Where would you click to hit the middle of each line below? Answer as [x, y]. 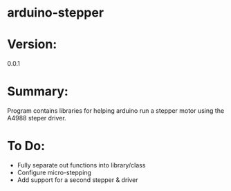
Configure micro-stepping [54, 172]
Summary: [38, 92]
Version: [32, 45]
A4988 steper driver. [37, 118]
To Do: [26, 146]
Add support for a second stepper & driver [77, 180]
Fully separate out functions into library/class [81, 165]
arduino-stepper [56, 13]
